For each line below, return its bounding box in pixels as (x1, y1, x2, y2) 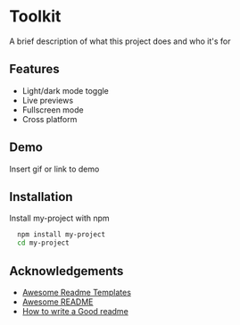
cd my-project (17, 238, 70, 247)
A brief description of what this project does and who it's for (9, 36, 231, 46)
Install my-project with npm (9, 212, 110, 224)
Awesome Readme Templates (21, 287, 132, 297)
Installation (9, 189, 73, 204)
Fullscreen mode (21, 104, 85, 115)
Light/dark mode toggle (21, 85, 110, 96)
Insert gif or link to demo (9, 163, 100, 174)
